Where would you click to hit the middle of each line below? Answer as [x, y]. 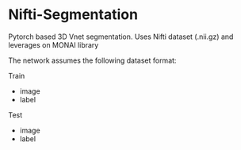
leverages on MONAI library [54, 44]
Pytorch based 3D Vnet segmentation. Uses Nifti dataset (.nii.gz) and [121, 37]
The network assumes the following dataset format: [92, 60]
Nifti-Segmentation [73, 15]
